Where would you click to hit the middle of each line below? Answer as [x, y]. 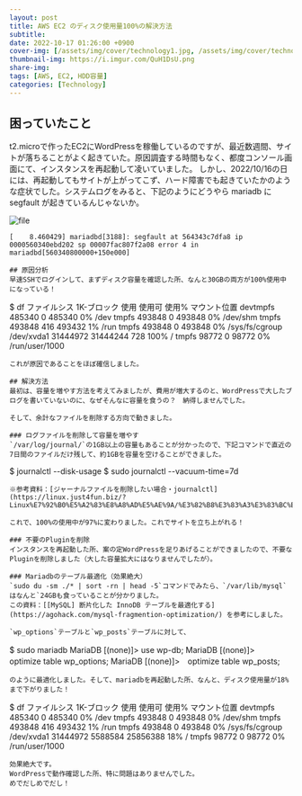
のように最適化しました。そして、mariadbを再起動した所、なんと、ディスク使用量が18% [149, 680]
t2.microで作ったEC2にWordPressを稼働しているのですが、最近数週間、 [143, 147]
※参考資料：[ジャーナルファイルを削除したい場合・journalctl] [114, 490]
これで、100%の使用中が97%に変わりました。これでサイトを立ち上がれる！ [127, 523]
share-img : [30, 68]
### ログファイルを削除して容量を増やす [74, 436]
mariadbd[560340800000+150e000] [70, 253]
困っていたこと [50, 124]
